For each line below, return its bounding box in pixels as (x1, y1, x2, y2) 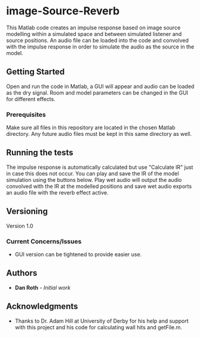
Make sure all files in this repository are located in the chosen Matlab (6, 124, 176, 131)
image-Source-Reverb (6, 4, 120, 18)
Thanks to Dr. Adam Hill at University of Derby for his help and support (14, 317, 189, 324)
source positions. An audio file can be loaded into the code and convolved (6, 37, 189, 44)
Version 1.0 (6, 222, 33, 229)
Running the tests (6, 148, 73, 158)
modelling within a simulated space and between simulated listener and (6, 30, 182, 37)
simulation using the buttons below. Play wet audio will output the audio (6, 176, 182, 183)
